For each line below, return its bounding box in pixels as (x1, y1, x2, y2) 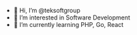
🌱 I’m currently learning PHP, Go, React (13, 21, 124, 28)
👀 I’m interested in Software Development (13, 13, 131, 22)
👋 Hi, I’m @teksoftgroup (13, 7, 80, 14)
